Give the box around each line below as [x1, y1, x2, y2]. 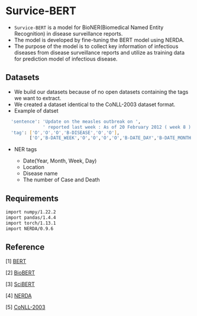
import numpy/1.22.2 [5, 209, 57, 215]
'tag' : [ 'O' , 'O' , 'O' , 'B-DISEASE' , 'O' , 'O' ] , [11, 129, 120, 136]
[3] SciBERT [5, 280, 35, 288]
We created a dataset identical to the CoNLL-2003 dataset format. [14, 101, 176, 108]
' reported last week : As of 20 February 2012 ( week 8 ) [43, 124, 192, 130]
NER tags [14, 146, 37, 153]
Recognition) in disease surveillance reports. [14, 30, 123, 37]
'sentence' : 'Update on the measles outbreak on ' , [11, 119, 141, 125]
